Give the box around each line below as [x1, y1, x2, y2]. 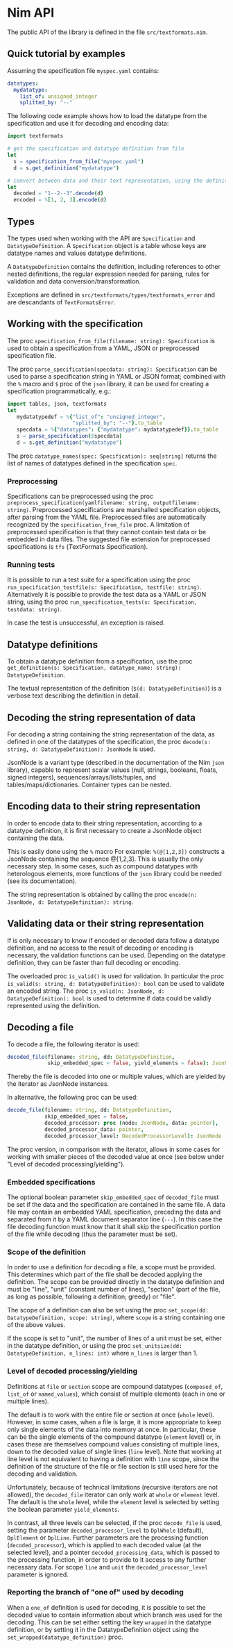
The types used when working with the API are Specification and [7, 234, 196, 242]
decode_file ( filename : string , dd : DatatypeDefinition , [7, 1107, 172, 1114]
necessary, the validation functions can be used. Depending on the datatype [7, 950, 226, 959]
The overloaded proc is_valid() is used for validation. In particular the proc [7, 971, 224, 980]
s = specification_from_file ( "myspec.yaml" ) [13, 158, 144, 165]
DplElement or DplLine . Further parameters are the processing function [7, 1533, 209, 1542]
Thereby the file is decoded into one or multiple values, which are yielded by [7, 1072, 226, 1081]
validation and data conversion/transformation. [7, 277, 141, 286]
